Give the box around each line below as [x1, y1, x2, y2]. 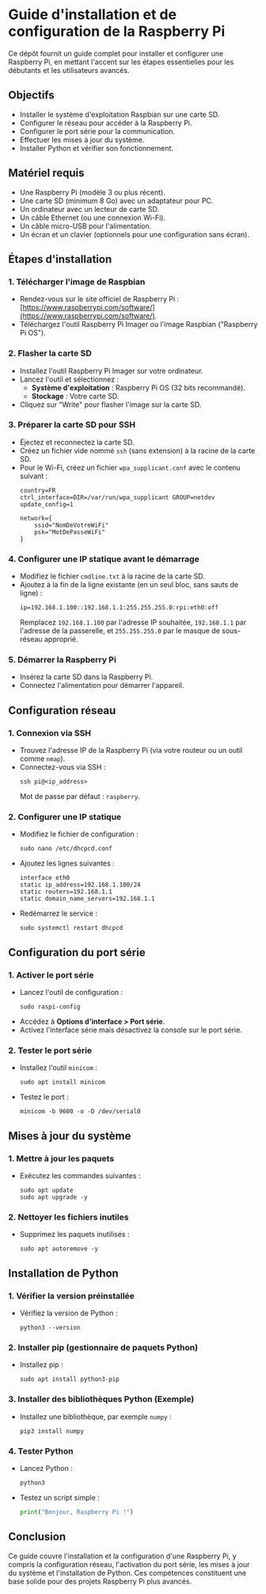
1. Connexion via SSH [8, 728, 92, 739]
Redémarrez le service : [19, 908, 97, 918]
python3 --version [19, 1323, 81, 1332]
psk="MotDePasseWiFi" [34, 528, 105, 536]
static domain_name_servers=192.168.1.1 [19, 895, 155, 903]
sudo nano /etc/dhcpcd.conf [19, 845, 112, 853]
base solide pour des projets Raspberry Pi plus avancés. [8, 1577, 192, 1586]
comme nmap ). [19, 754, 66, 763]
